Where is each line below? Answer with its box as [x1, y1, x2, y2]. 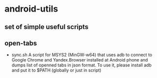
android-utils [4, 3, 59, 15]
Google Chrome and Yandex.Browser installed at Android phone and [11, 57, 148, 63]
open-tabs [4, 39, 37, 47]
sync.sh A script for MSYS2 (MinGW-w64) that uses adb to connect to [11, 52, 152, 58]
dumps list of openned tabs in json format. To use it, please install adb [11, 62, 152, 68]
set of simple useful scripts [4, 23, 89, 31]
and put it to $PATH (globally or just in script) [11, 67, 101, 73]
